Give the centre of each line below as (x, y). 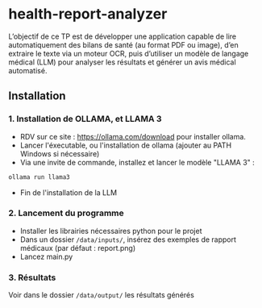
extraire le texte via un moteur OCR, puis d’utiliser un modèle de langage (129, 53)
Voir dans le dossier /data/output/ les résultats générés (102, 295)
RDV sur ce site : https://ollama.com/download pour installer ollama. (133, 136)
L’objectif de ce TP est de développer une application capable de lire (122, 36)
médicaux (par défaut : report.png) (78, 248)
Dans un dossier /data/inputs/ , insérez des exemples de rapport (128, 239)
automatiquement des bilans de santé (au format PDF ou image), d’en (124, 44)
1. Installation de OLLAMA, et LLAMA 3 (85, 119)
